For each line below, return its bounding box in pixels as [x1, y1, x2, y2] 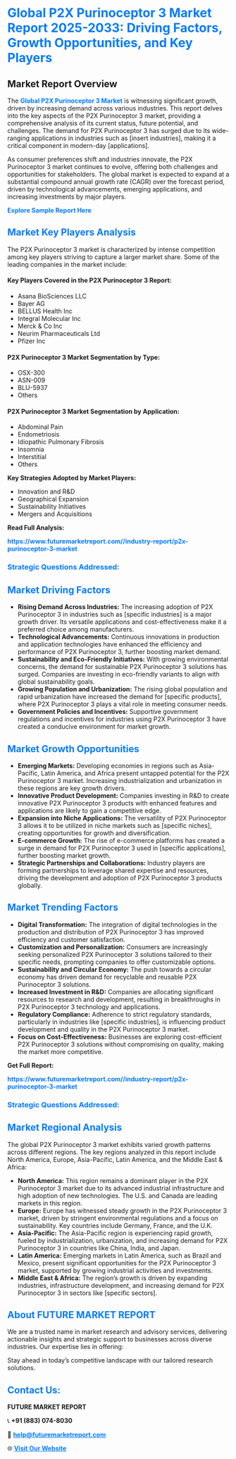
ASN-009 [17, 376, 46, 384]
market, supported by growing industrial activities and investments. [17, 1266, 213, 1275]
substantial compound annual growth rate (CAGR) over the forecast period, [7, 177, 225, 186]
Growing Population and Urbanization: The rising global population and [17, 685, 228, 694]
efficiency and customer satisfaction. [17, 935, 125, 944]
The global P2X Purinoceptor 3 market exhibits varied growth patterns [7, 1140, 211, 1148]
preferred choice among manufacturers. [17, 625, 135, 634]
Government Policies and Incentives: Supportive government [17, 708, 199, 716]
